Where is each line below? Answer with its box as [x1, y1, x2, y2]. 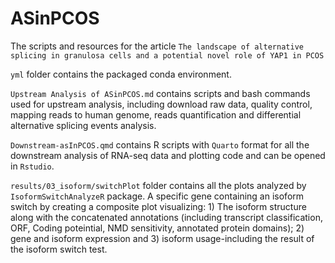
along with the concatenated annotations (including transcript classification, [10, 211, 323, 223]
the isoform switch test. [10, 243, 108, 255]
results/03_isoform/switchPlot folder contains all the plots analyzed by [10, 179, 307, 191]
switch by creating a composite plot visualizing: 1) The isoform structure [10, 200, 307, 212]
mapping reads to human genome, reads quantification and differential [10, 108, 302, 121]
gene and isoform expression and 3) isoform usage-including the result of [10, 232, 315, 244]
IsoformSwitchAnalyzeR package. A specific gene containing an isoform [10, 190, 305, 202]
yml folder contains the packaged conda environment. [10, 68, 232, 80]
